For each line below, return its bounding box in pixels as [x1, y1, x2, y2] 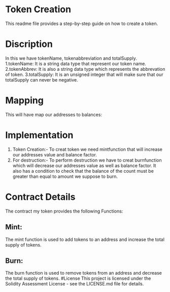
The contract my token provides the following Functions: [5, 208, 123, 214]
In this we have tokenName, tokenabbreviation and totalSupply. [5, 55, 137, 61]
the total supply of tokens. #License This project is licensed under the [5, 275, 151, 281]
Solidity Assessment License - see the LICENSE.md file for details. [5, 281, 144, 287]
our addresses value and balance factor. [12, 151, 97, 157]
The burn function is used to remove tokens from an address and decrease [5, 270, 162, 276]
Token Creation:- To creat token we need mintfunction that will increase [12, 146, 163, 152]
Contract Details [5, 191, 76, 202]
